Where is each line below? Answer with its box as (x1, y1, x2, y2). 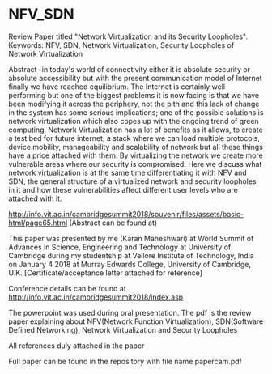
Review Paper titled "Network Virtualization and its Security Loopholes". (8, 32, 249, 41)
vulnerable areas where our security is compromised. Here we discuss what (8, 159, 262, 168)
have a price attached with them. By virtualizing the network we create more (8, 151, 263, 160)
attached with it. (8, 193, 62, 203)
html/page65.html (8, 218, 68, 227)
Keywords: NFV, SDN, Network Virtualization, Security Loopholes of (8, 40, 235, 49)
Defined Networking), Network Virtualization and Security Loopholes (8, 325, 238, 334)
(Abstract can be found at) (68, 218, 158, 227)
